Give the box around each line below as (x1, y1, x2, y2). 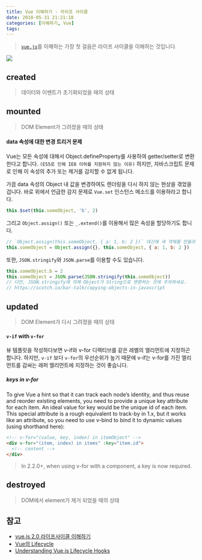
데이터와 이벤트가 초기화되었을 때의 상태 (20, 89, 115, 96)
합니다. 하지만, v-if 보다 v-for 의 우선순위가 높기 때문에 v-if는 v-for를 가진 (6, 354, 180, 361)
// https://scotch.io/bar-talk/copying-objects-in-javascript (6, 285, 165, 291)
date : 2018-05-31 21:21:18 (6, 14, 74, 20)
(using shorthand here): (6, 423, 65, 431)
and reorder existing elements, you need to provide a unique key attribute (6, 397, 188, 405)
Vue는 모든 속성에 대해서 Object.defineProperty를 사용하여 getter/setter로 (6, 153, 184, 160)
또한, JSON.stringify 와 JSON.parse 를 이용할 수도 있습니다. (6, 256, 145, 263)
